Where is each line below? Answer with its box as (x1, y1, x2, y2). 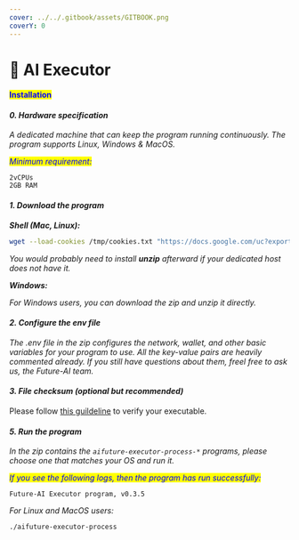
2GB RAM (9, 181, 38, 190)
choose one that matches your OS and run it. (9, 455, 175, 466)
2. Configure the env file (9, 318, 101, 328)
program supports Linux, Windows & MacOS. (9, 139, 175, 149)
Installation (9, 90, 52, 101)
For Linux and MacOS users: (9, 505, 114, 516)
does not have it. (9, 262, 71, 273)
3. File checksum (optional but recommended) (9, 386, 184, 397)
